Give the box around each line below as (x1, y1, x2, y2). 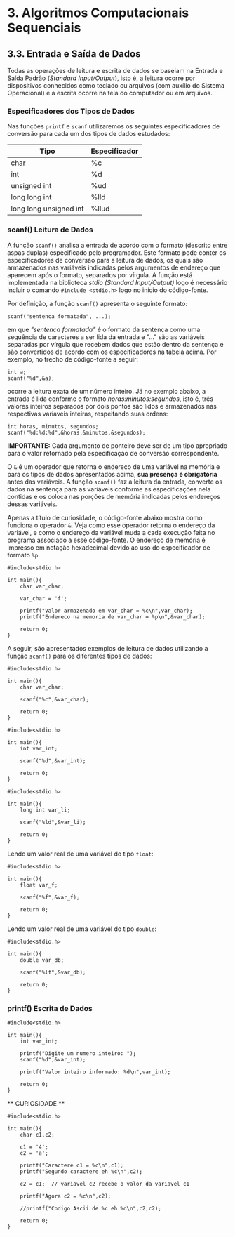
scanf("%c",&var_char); (20, 696, 90, 703)
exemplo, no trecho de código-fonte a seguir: (7, 355, 139, 363)
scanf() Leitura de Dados (7, 225, 93, 234)
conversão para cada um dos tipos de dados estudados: (7, 130, 170, 138)
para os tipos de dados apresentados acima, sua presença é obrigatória (7, 470, 217, 478)
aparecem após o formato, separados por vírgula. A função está (7, 270, 193, 279)
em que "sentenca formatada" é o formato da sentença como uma (7, 325, 201, 333)
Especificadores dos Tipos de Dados (7, 106, 135, 116)
